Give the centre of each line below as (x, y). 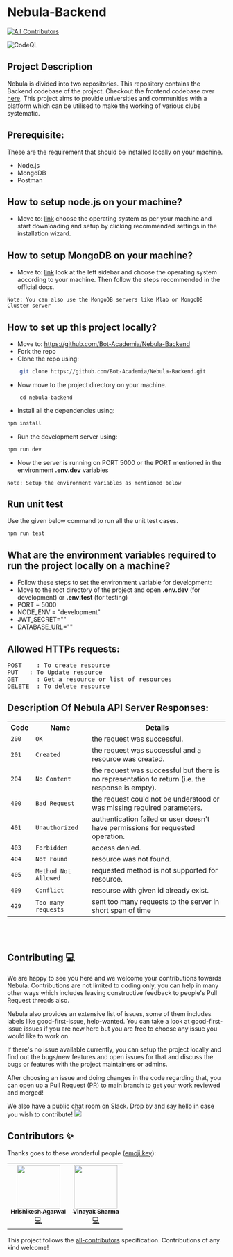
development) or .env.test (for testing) (72, 598)
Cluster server (29, 306)
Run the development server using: (67, 437)
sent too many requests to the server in (155, 901)
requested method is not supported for (155, 870)
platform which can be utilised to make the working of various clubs (104, 106)
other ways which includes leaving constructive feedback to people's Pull (112, 992)
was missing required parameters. (147, 807)
